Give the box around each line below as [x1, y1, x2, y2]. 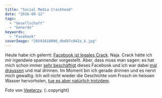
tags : [5, 16, 16, 21]
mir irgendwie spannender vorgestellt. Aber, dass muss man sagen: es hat [5, 57, 154, 63]
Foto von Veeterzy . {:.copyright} [5, 87, 70, 93]
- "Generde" [9, 25, 34, 30]
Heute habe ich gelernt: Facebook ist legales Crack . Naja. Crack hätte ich [5, 52, 153, 58]
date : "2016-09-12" [5, 12, 45, 16]
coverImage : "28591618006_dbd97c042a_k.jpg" [5, 39, 97, 44]
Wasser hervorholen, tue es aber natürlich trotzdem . [5, 78, 110, 83]
